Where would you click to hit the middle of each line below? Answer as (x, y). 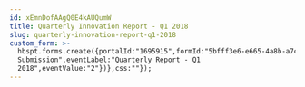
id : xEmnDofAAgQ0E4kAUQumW (60, 18)
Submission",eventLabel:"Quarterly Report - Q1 (109, 60)
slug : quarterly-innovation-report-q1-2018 (93, 34)
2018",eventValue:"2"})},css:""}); (85, 69)
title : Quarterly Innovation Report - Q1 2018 (99, 26)
